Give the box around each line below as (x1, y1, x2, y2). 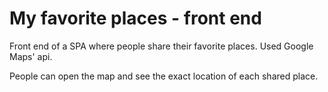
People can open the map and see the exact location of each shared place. (9, 70, 319, 82)
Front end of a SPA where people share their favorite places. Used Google (9, 40, 314, 52)
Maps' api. (9, 50, 53, 62)
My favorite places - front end (9, 7, 262, 30)
